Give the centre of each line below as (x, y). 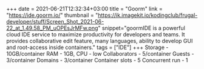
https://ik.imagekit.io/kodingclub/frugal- (148, 15)
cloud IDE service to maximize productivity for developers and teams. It (96, 34)
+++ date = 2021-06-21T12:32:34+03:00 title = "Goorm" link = (84, 9)
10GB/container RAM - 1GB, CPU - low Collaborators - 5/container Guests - (100, 54)
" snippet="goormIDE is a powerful (141, 28)
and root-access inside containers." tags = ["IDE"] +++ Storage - (87, 47)
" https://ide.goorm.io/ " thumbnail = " (52, 15)
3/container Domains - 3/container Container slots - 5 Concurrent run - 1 (97, 60)
